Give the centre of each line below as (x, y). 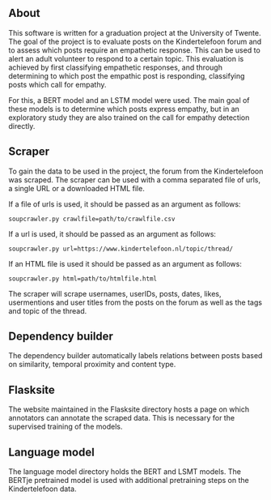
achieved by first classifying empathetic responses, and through (115, 67)
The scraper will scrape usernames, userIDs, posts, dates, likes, (115, 293)
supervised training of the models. (66, 427)
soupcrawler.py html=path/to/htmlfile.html (83, 279)
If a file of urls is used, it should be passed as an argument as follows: (125, 204)
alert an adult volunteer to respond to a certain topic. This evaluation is (126, 58)
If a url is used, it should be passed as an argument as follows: (112, 233)
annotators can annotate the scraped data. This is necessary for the (122, 418)
